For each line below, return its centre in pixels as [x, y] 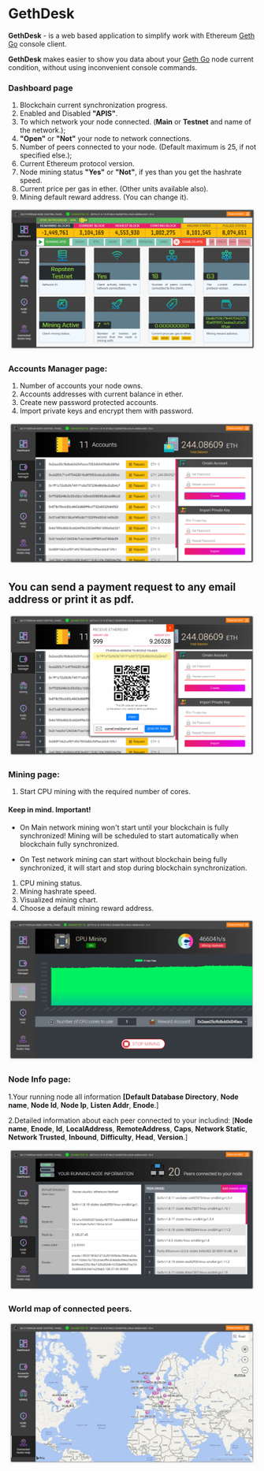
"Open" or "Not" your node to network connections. [105, 139]
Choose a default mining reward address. [87, 908]
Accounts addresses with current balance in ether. [101, 394]
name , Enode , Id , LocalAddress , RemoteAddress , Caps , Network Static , [128, 1128]
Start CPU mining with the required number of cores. [105, 792]
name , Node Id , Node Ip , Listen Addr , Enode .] [84, 1105]
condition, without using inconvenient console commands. [103, 67]
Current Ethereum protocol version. [77, 164]
